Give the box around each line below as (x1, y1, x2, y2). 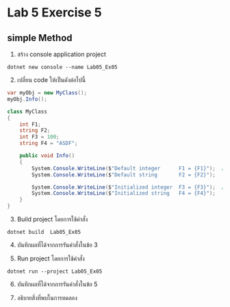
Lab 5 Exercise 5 (7, 5, 102, 21)
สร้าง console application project (16, 50, 106, 58)
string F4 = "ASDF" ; (19, 140, 78, 147)
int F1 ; (19, 121, 41, 128)
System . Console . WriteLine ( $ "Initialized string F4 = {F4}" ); (31, 190, 216, 197)
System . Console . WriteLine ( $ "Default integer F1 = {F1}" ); (31, 165, 216, 172)
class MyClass (7, 108, 48, 115)
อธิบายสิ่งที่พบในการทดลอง (16, 294, 77, 302)
